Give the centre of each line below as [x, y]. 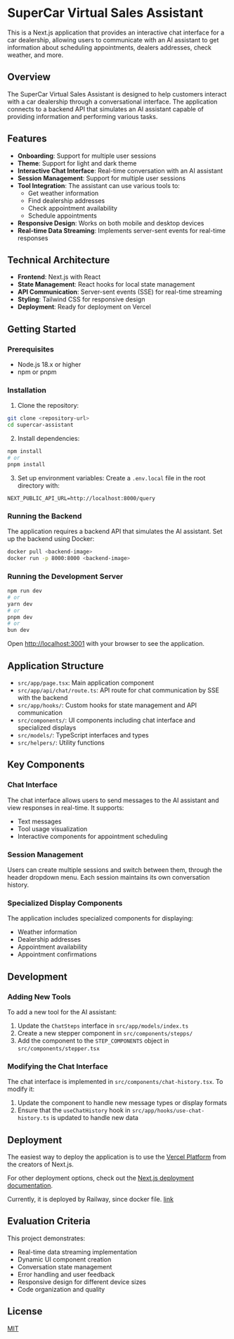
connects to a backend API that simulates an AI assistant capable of [105, 109]
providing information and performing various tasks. [83, 116]
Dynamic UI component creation [64, 1259]
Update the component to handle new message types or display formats [122, 1103]
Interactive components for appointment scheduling [92, 836]
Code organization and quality [61, 1289]
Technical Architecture [59, 260]
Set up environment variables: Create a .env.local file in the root [111, 478]
